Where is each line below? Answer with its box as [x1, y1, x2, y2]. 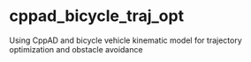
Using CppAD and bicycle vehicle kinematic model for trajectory [9, 35, 243, 45]
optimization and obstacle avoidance [9, 44, 143, 54]
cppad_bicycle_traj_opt [9, 6, 184, 26]
